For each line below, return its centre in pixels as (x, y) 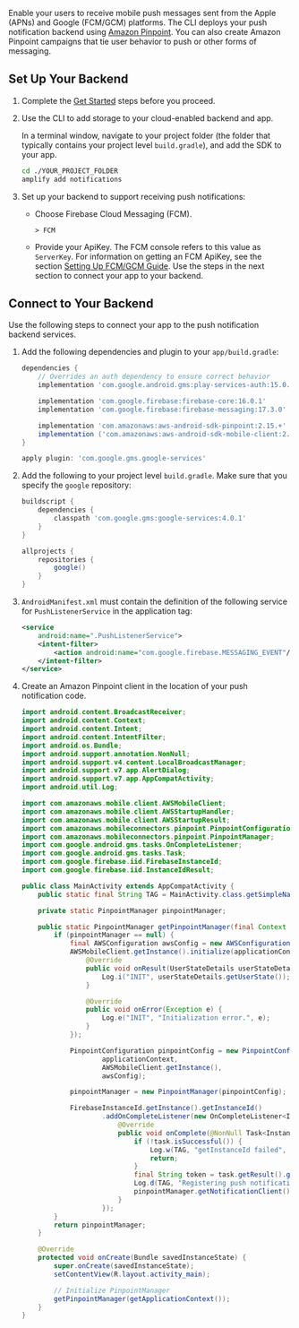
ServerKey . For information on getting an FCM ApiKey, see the (148, 256)
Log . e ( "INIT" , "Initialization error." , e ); (186, 1018)
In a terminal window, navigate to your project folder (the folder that (145, 135)
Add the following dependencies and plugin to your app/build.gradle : (150, 352)
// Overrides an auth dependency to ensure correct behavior (154, 377)
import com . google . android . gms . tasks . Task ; (104, 854)
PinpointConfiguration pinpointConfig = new (154, 1051)
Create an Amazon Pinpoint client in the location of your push (134, 686)
